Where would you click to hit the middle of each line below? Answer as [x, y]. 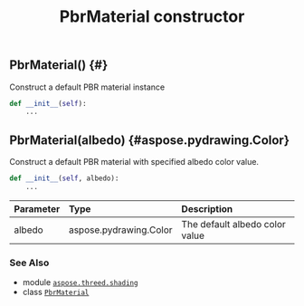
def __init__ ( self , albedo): [64, 178]
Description [207, 208]
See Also [29, 263]
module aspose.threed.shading [80, 282]
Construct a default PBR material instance [87, 87]
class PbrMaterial [56, 292]
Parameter [37, 208]
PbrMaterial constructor [152, 17]
